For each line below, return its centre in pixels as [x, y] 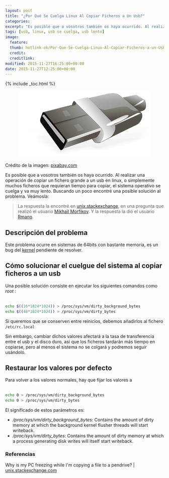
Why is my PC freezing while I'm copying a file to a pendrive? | [70, 465]
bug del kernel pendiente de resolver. [44, 250]
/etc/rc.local [20, 327]
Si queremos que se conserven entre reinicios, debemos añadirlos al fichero [84, 321]
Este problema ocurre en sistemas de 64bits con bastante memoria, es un [82, 245]
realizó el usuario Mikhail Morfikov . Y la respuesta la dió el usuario [86, 211]
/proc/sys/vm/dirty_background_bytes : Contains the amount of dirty [83, 420]
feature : [19, 43]
